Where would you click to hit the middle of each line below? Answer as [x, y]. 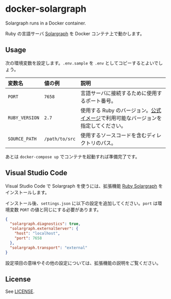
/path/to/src [60, 139]
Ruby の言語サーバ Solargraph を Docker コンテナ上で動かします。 [75, 33]
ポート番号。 [101, 101]
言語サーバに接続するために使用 [119, 93]
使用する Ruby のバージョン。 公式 [121, 110]
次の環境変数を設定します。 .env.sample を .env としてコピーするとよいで [82, 63]
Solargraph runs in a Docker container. [46, 23]
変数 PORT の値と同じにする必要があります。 [55, 210]
